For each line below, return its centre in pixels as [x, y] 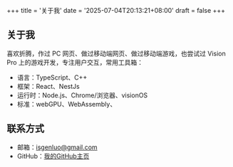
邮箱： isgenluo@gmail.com [57, 147]
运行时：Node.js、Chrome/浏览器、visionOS [82, 95]
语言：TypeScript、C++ [52, 77]
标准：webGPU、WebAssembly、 [67, 104]
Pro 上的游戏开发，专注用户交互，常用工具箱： [75, 62]
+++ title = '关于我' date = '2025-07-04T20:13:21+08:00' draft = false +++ [116, 10]
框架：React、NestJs [48, 86]
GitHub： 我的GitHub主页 [53, 156]
